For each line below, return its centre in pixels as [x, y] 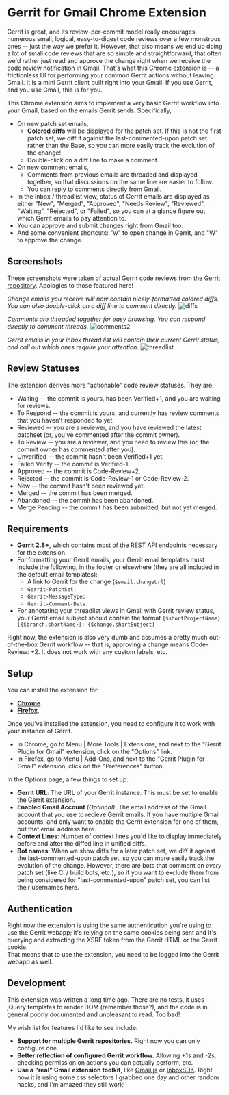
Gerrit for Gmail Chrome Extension [107, 13]
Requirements [38, 529]
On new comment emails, [53, 167]
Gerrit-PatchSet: [52, 590]
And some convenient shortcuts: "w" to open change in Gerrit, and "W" [118, 232]
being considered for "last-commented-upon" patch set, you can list [113, 880]
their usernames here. [48, 888]
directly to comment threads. [48, 326]
